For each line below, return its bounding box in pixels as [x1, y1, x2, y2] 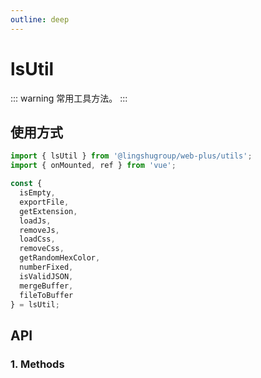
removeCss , [19, 244, 65, 254]
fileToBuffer [19, 290, 74, 300]
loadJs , [19, 216, 52, 226]
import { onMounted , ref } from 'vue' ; [10, 161, 177, 171]
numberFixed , [19, 262, 74, 272]
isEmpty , [19, 188, 56, 198]
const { [10, 179, 43, 189]
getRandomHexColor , [19, 253, 101, 263]
